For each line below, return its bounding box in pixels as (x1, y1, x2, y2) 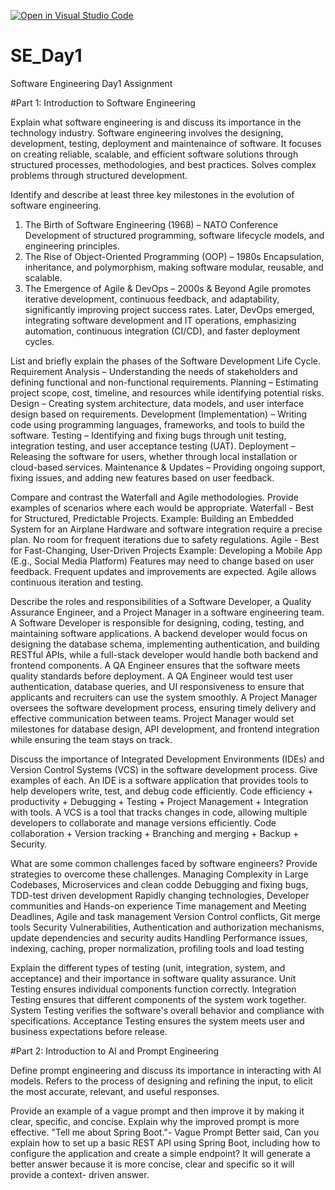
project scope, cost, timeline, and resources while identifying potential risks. (10, 386, 325, 399)
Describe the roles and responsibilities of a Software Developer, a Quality (10, 595, 312, 607)
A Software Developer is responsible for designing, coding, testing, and (10, 616, 305, 629)
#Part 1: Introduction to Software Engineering (10, 96, 196, 109)
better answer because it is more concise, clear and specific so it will (10, 1158, 295, 1170)
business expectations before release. (10, 1025, 168, 1037)
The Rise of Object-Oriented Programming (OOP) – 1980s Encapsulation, (24, 250, 325, 262)
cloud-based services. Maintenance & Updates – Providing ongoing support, (10, 461, 326, 473)
